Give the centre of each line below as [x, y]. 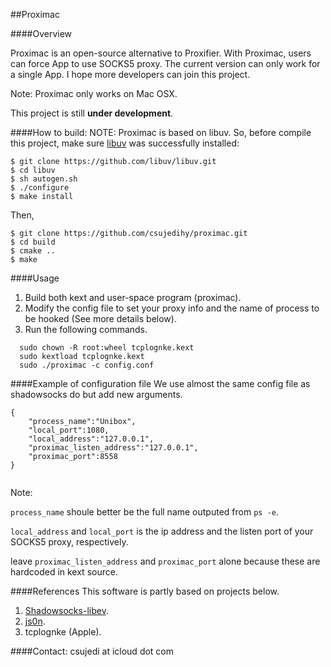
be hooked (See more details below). [100, 318]
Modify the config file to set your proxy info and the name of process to [172, 308]
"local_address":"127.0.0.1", [91, 439]
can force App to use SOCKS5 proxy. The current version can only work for [165, 63]
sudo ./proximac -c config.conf [87, 365]
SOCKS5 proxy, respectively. [69, 542]
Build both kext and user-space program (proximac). [133, 297]
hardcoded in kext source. [64, 572]
